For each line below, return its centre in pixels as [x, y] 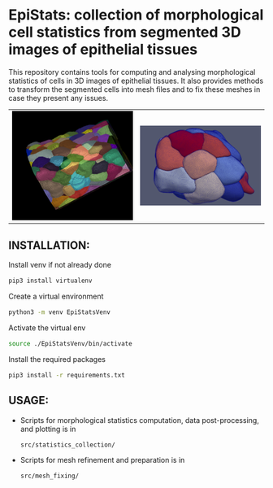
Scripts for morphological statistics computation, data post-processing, [140, 420]
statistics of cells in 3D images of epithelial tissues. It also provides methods [136, 81]
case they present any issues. [58, 98]
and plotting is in [48, 429]
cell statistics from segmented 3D [125, 32]
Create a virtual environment [56, 296]
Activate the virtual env [47, 328]
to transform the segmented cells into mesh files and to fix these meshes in [134, 89]
